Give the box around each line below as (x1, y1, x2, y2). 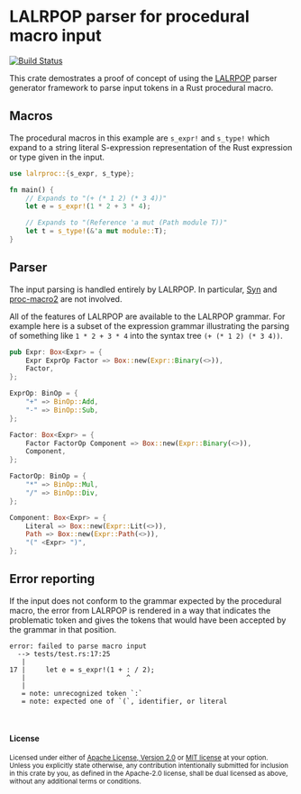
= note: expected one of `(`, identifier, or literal (21, 697, 228, 706)
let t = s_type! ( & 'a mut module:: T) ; (25, 227, 168, 236)
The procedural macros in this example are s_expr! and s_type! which (9, 132, 270, 143)
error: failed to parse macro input (9, 642, 147, 651)
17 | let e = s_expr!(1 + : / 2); (9, 665, 155, 674)
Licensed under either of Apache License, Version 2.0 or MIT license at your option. (9, 753, 269, 762)
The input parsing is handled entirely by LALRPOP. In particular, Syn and (9, 284, 278, 295)
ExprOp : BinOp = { (9, 389, 78, 398)
